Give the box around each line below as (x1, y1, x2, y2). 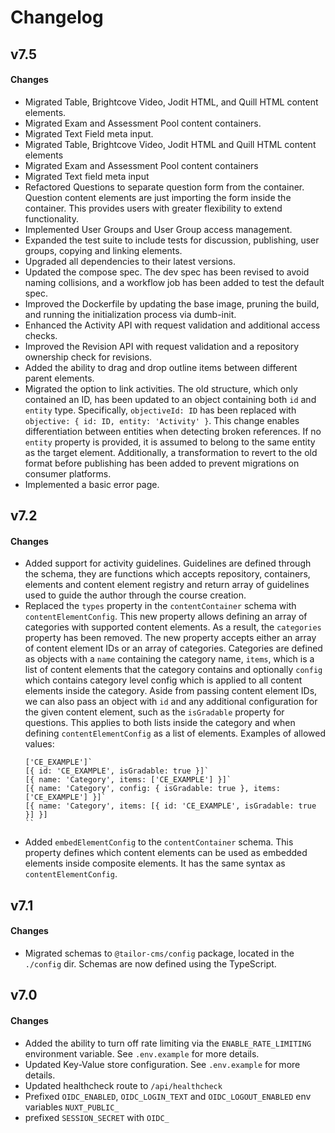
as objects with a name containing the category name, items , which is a (24, 653, 315, 665)
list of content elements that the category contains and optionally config (24, 664, 323, 676)
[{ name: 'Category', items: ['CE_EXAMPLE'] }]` (24, 775, 232, 785)
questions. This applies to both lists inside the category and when (24, 717, 296, 729)
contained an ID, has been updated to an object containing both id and (24, 393, 317, 405)
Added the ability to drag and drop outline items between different (24, 361, 298, 373)
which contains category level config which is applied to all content (24, 674, 303, 686)
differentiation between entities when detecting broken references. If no (24, 425, 322, 437)
